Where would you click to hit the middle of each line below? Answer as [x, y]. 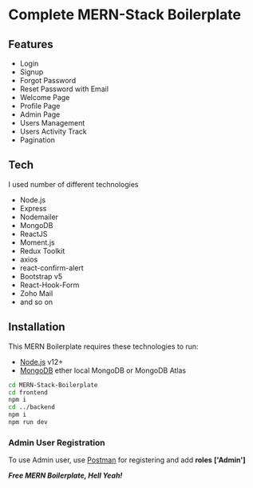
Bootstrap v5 [41, 276]
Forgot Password [48, 80]
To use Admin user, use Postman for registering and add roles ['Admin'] [127, 460]
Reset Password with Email [64, 89]
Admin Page [40, 114]
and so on [36, 302]
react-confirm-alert [51, 268]
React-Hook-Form [49, 285]
